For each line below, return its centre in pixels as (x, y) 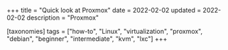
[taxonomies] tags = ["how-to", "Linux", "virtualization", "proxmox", (105, 31)
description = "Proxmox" (63, 18)
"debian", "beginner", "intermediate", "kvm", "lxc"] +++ (87, 39)
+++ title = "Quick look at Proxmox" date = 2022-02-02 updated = (104, 10)
